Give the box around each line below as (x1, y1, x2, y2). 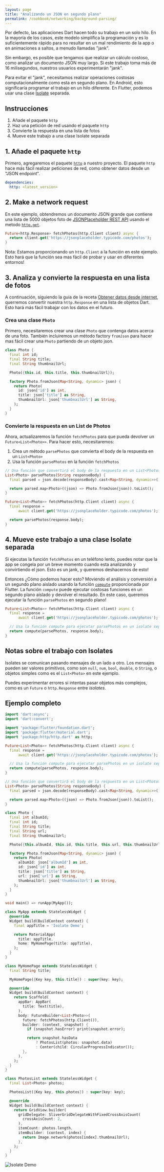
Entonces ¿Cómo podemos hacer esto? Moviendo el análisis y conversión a (5, 576, 157, 582)
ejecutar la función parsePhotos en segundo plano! (5, 597, 106, 602)
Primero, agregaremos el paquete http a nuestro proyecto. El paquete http (5, 160, 155, 166)
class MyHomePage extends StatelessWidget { (5, 964, 97, 968)
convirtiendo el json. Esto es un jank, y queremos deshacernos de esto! (5, 566, 149, 573)
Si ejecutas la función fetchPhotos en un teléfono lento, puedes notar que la (5, 556, 158, 562)
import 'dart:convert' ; (5, 716, 54, 722)
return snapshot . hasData (26, 1035, 78, 1040)
